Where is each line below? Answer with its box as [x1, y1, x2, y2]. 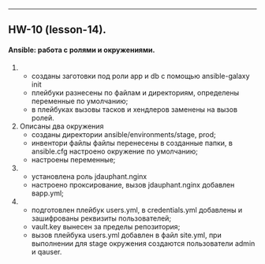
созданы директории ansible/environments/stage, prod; [31, 129, 217, 139]
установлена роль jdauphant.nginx [31, 171, 147, 181]
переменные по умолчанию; [31, 96, 129, 106]
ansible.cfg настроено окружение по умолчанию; [31, 147, 199, 156]
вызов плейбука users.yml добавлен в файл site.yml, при [31, 230, 222, 240]
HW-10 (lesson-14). [8, 23, 106, 36]
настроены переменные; [31, 154, 116, 164]
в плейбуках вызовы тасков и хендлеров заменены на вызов [31, 104, 238, 114]
